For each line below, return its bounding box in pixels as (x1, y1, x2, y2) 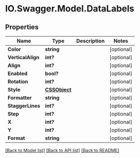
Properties (5, 23, 39, 31)
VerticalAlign (7, 54, 40, 61)
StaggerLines (7, 102, 41, 109)
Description (76, 38, 105, 44)
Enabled (7, 70, 28, 77)
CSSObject (45, 86, 72, 93)
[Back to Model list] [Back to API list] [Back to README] (5, 148, 120, 153)
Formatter (7, 94, 32, 101)
